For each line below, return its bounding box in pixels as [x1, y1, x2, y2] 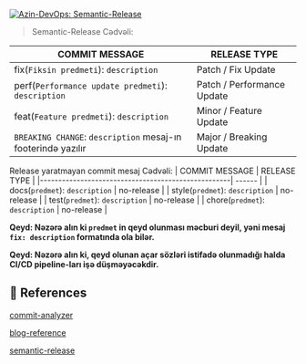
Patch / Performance [196, 78, 285, 90]
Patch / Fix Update [196, 64, 276, 76]
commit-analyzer [9, 309, 74, 320]
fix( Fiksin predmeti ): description [14, 64, 158, 76]
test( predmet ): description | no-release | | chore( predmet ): [48, 194, 266, 205]
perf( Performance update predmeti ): [14, 79, 168, 91]
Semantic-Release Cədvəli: [31, 26, 134, 36]
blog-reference [9, 327, 66, 338]
